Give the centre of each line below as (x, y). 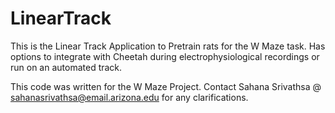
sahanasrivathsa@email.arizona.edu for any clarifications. (129, 97)
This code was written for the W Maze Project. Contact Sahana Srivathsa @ (166, 86)
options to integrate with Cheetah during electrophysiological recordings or (165, 56)
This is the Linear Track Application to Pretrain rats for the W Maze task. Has (168, 46)
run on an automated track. (66, 67)
